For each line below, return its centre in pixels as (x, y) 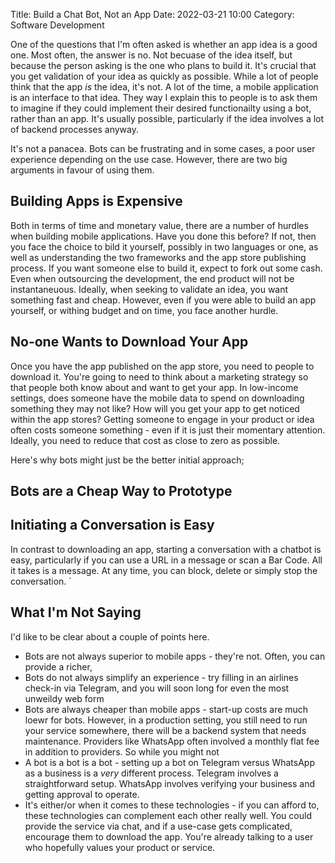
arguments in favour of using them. (82, 170)
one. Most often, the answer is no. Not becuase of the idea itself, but (151, 55)
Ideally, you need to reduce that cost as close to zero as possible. (145, 440)
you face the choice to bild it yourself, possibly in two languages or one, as (164, 246)
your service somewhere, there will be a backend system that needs (165, 730)
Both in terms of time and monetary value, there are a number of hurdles (159, 225)
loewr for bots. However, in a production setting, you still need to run (166, 720)
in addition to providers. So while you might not (122, 751)
